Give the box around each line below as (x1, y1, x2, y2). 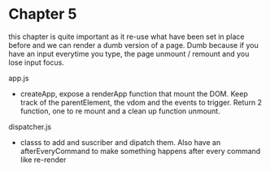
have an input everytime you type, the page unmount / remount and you (8, 49, 250, 58)
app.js (8, 73, 29, 83)
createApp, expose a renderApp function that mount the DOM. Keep (20, 88, 248, 98)
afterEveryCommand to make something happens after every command (20, 146, 261, 156)
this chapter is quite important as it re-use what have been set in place (8, 32, 246, 41)
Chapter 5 (8, 5, 77, 24)
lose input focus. (8, 58, 65, 67)
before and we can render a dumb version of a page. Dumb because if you (8, 40, 259, 49)
